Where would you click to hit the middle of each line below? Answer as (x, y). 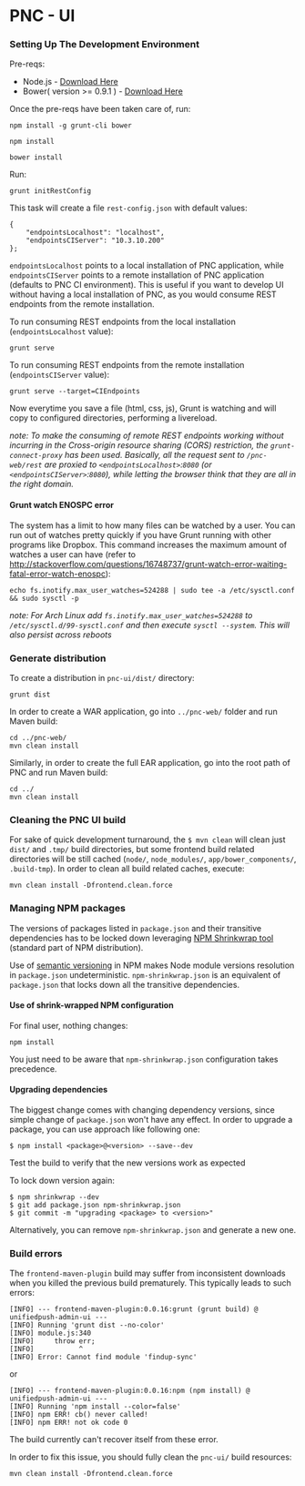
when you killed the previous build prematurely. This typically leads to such (150, 1283)
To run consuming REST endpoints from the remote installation (127, 365)
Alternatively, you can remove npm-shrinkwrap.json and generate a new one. (153, 1229)
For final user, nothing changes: (69, 1025)
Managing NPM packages (67, 909)
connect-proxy (36, 456)
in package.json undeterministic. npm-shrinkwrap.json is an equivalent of (145, 974)
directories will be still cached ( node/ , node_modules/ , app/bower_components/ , (153, 859)
